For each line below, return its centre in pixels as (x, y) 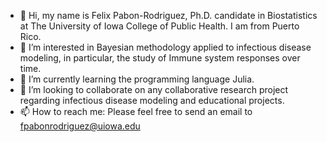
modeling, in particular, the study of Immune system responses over (160, 58)
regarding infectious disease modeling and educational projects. (152, 100)
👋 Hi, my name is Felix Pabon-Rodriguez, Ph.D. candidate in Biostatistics (168, 15)
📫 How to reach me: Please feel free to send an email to (136, 111)
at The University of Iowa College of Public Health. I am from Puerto (159, 26)
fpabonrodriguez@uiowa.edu (80, 126)
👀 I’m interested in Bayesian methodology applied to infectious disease (165, 47)
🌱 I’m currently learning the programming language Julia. (137, 79)
